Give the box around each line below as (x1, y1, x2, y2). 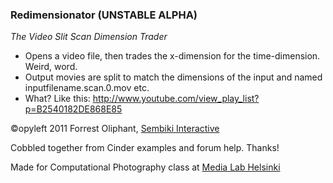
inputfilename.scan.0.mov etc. (24, 82, 150, 94)
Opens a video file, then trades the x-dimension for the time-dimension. (24, 50, 321, 62)
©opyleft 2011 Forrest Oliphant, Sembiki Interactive (10, 123, 220, 135)
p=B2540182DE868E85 (24, 103, 123, 115)
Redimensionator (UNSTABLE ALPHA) (10, 8, 198, 22)
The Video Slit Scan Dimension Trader (10, 31, 168, 43)
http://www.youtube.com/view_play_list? (92, 93, 260, 105)
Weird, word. (24, 61, 78, 73)
